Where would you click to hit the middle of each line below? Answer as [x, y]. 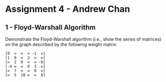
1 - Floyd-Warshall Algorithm [50, 27]
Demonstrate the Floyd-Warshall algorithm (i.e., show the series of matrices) [83, 39]
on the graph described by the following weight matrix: [61, 44]
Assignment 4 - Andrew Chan [68, 9]
